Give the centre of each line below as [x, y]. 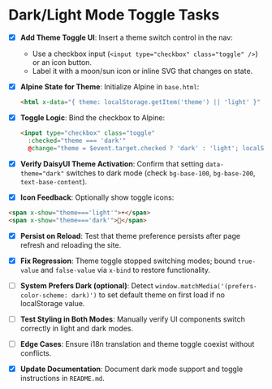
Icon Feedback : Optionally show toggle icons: [97, 197]
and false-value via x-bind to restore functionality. [125, 270]
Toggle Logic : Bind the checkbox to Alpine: [93, 117]
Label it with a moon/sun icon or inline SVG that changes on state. [142, 71]
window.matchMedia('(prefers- [206, 286]
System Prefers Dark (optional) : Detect [87, 285]
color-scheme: [44, 295]
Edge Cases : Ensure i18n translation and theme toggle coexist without [137, 344]
